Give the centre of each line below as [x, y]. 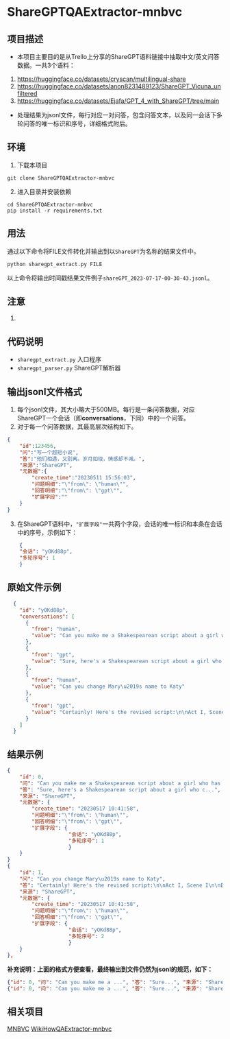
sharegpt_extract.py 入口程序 [59, 359]
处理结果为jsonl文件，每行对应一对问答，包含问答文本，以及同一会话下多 [119, 115]
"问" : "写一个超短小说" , [49, 452]
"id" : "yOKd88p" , [44, 610]
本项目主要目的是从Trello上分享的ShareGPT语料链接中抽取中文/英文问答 [118, 57]
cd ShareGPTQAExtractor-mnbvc [50, 204]
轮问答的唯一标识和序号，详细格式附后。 [74, 123]
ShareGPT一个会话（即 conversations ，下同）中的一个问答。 [103, 418]
